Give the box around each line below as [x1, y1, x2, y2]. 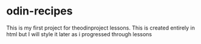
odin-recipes [6, 4, 73, 18]
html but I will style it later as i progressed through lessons [6, 30, 152, 37]
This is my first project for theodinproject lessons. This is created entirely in [6, 24, 196, 31]
